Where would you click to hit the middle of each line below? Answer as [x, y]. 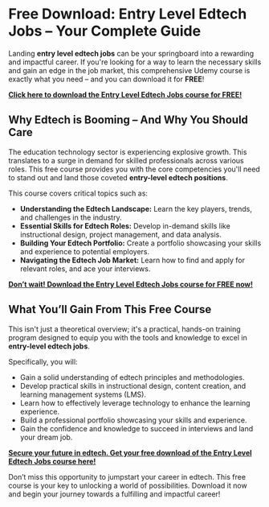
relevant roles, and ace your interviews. [85, 268]
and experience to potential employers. [85, 251]
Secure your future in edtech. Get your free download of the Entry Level [130, 452]
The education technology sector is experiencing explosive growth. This [128, 152]
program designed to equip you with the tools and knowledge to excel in [128, 337]
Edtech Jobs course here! [52, 461]
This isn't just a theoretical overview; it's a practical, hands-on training [124, 329]
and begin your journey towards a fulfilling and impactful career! [114, 494]
